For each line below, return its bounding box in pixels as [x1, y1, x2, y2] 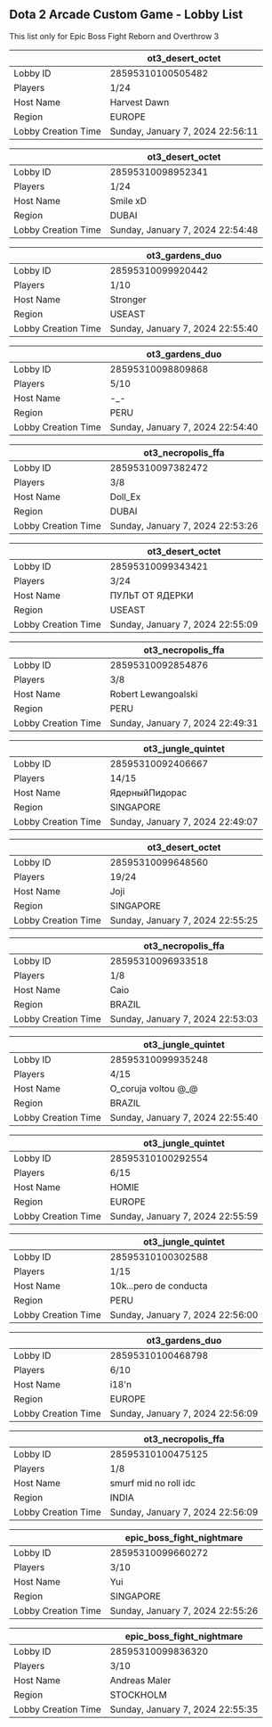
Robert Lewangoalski [109, 687, 198, 700]
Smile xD [109, 194, 148, 207]
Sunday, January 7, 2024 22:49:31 [109, 717, 259, 729]
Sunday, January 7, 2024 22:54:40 [109, 421, 259, 433]
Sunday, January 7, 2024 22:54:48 [109, 223, 259, 235]
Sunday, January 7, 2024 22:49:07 [109, 815, 259, 827]
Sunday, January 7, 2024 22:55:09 [109, 618, 259, 630]
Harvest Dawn [109, 95, 170, 108]
